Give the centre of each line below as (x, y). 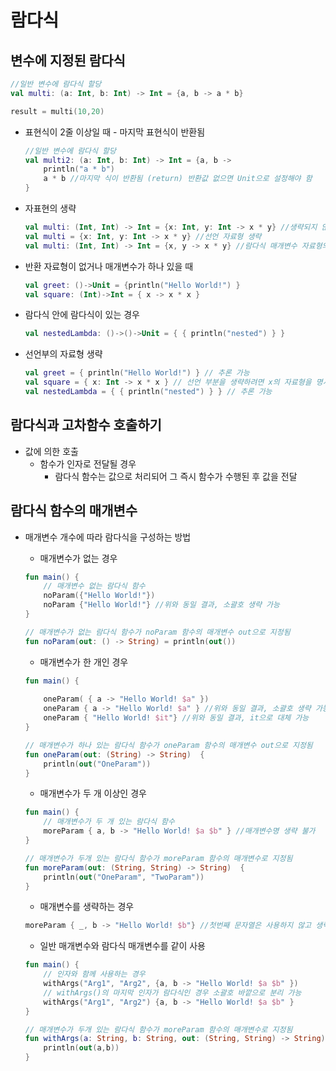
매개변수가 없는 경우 (78, 558)
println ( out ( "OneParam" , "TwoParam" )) (124, 877)
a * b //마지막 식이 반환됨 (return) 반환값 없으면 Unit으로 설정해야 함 (178, 179)
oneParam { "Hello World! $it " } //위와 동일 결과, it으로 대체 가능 (176, 718)
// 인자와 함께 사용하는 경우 (94, 974)
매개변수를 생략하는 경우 (87, 907)
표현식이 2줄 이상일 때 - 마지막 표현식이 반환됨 (115, 132)
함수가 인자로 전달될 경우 (88, 463)
